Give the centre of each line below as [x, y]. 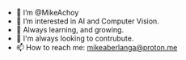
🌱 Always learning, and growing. [70, 30]
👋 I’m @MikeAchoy [47, 13]
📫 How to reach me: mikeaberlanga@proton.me [97, 47]
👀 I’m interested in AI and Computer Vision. [87, 21]
